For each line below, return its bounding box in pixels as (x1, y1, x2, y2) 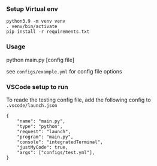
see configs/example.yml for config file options (6, 67, 122, 75)
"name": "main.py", (17, 118, 66, 124)
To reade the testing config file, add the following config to (6, 96, 151, 103)
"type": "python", (17, 123, 63, 130)
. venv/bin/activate (6, 23, 58, 30)
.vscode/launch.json (6, 102, 58, 109)
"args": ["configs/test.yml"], (17, 149, 95, 155)
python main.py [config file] (6, 56, 75, 63)
